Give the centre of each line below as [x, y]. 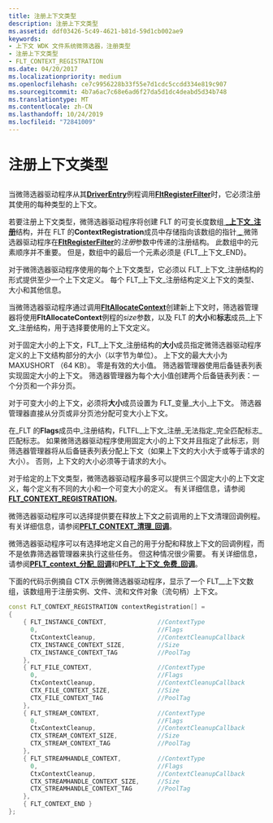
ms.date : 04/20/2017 [43, 69]
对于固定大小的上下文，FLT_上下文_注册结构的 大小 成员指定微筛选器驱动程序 [135, 345]
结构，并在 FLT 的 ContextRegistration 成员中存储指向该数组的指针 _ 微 [134, 232]
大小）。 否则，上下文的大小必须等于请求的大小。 [89, 461]
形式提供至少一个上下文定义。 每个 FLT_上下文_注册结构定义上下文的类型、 [133, 280]
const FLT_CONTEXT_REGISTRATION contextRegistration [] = [107, 607]
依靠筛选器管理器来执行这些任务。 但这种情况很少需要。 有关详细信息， [142, 554]
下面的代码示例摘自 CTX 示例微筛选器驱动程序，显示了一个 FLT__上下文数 [131, 581]
